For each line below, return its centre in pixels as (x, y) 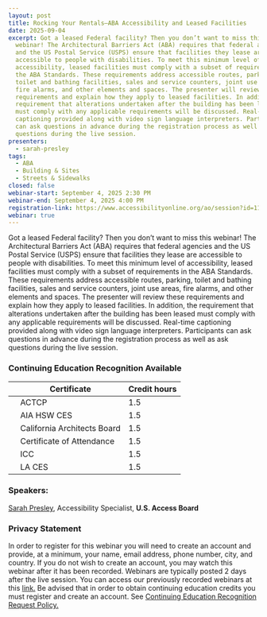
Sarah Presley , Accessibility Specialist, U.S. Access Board (103, 508)
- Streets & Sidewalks (53, 179)
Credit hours (153, 389)
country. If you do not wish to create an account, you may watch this (120, 563)
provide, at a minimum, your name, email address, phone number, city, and (130, 554)
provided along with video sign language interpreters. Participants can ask (130, 331)
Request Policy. (33, 605)
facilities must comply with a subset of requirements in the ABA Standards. (130, 272)
